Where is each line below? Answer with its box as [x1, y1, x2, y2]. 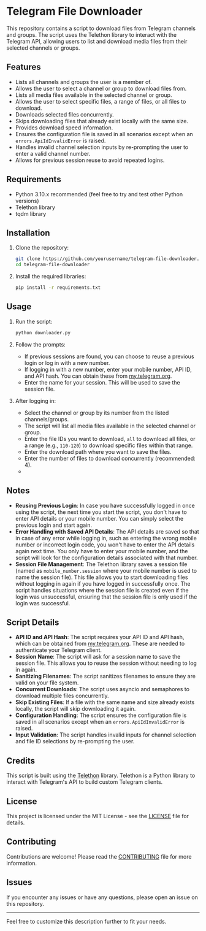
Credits [6, 756, 36, 766]
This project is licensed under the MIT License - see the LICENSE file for [6, 812, 189, 819]
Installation [6, 228, 50, 238]
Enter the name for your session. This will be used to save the [24, 378, 180, 386]
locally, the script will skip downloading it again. [15, 705, 136, 713]
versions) [15, 197, 39, 204]
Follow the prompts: [15, 340, 66, 348]
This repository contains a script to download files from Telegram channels [6, 25, 196, 32]
